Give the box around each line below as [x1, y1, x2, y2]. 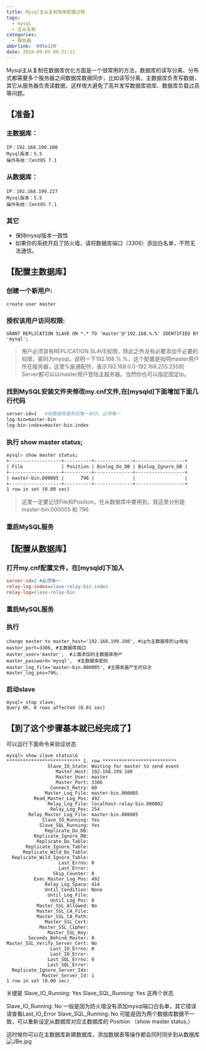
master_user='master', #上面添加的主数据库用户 [6, 651, 123, 657]
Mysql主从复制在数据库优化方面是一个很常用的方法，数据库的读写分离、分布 [6, 66, 199, 74]
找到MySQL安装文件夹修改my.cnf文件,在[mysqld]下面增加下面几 [6, 387, 199, 396]
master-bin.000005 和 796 [21, 506, 89, 513]
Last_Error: [58, 865, 89, 871]
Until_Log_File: [47, 892, 89, 898]
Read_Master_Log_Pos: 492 [33, 795, 100, 801]
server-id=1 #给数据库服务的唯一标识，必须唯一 [6, 411, 121, 417]
